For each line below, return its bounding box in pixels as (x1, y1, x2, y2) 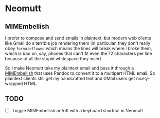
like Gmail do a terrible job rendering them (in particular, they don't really (5, 40, 151, 46)
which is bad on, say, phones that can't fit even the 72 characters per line (5, 51, 152, 56)
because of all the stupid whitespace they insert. (5, 56, 103, 61)
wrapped (5, 81, 23, 86)
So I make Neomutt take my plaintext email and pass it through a (5, 65, 134, 71)
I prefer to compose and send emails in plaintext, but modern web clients (5, 35, 152, 41)
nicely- (136, 76, 150, 81)
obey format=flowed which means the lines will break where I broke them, (5, 46, 152, 51)
